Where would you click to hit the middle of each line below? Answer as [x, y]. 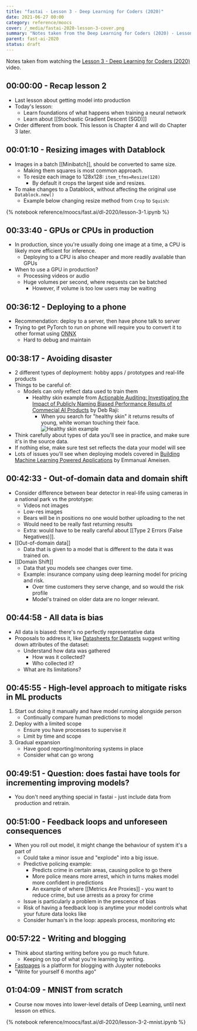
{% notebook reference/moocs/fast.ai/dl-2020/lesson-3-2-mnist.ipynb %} [96, 1022]
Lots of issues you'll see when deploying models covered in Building [97, 453]
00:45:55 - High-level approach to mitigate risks [96, 687]
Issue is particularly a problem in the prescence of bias [90, 901]
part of [23, 851]
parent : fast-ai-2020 [33, 39]
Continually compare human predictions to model [83, 717]
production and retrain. [42, 803]
